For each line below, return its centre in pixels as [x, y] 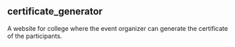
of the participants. [35, 36]
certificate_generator [55, 12]
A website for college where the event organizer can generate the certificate [117, 28]
